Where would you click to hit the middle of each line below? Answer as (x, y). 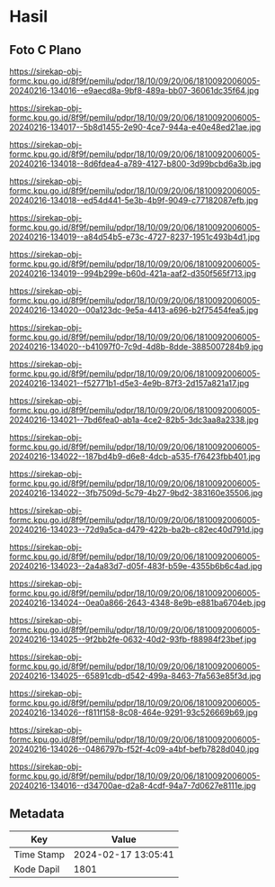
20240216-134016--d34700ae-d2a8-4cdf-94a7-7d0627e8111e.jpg (133, 786)
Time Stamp (40, 855)
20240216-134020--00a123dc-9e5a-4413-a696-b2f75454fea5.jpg (134, 310)
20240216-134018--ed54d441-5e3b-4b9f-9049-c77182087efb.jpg (134, 200)
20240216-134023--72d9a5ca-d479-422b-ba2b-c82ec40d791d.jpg (137, 529)
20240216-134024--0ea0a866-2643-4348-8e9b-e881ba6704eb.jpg (138, 602)
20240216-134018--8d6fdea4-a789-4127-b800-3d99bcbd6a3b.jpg (135, 163)
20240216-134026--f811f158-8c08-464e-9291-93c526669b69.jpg (133, 712)
